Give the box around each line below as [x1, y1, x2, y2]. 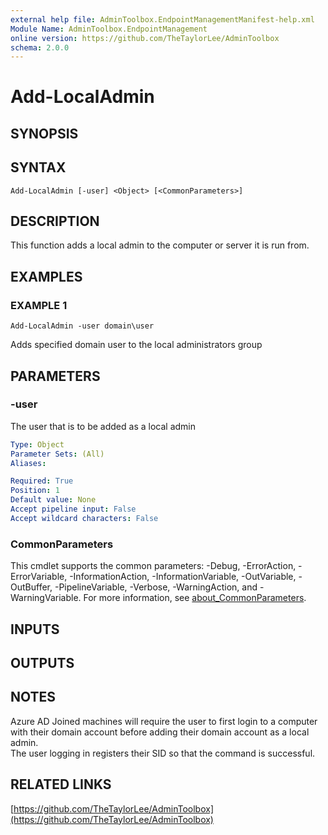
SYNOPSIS [10, 125, 79, 142]
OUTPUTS [10, 654, 75, 671]
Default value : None [10, 495, 97, 505]
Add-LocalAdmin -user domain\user [10, 321, 155, 331]
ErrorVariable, [10, 571, 68, 583]
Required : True [10, 476, 74, 486]
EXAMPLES [10, 268, 83, 285]
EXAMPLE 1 [10, 298, 68, 312]
